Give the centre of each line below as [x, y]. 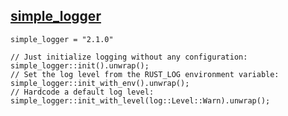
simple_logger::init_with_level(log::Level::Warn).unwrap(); [140, 100]
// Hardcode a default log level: [82, 92]
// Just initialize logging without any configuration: [129, 57]
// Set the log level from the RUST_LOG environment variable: [145, 74]
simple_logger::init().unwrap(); [80, 65]
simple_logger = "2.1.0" [62, 39]
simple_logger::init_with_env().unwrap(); [100, 83]
